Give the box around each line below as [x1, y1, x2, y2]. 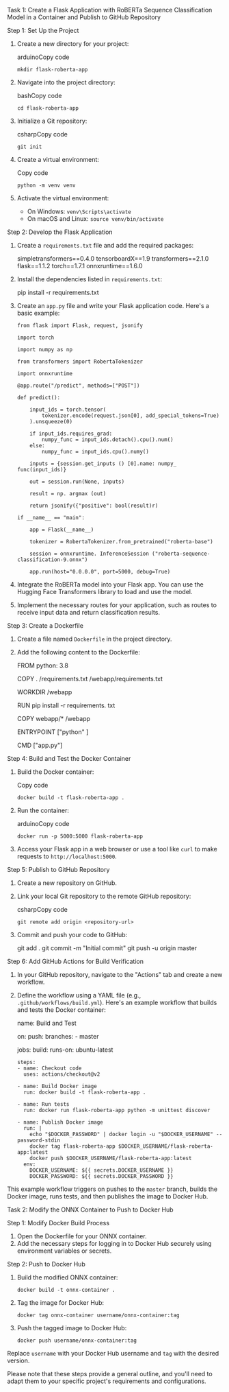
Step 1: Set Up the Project [7, 27, 79, 34]
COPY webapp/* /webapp [16, 715, 91, 722]
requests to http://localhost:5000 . [16, 852, 118, 860]
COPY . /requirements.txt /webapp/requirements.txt [16, 675, 163, 683]
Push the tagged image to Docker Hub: [16, 1324, 127, 1332]
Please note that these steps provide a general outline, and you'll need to [7, 1370, 213, 1378]
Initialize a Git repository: [16, 117, 87, 125]
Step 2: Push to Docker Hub [7, 1260, 85, 1268]
